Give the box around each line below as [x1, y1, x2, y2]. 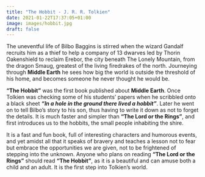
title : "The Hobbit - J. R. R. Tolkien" [6, 9, 111, 15]
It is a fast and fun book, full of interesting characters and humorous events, [6, 131, 197, 139]
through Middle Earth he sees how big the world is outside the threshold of [6, 68, 196, 76]
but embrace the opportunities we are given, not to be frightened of [6, 144, 176, 151]
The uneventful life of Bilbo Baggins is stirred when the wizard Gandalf [6, 43, 184, 50]
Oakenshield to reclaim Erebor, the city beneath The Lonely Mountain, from [6, 56, 195, 63]
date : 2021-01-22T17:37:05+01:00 [6, 15, 92, 21]
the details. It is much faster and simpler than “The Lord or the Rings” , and [6, 113, 195, 120]
